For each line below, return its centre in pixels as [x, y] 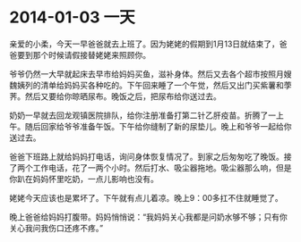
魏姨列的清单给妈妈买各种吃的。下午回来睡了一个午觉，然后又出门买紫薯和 [146, 85]
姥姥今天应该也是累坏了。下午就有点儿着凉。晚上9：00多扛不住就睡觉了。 [146, 197]
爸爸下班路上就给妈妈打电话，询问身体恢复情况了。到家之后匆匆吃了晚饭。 [146, 156]
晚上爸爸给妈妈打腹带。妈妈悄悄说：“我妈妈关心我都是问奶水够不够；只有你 [149, 217]
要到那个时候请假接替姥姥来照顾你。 [83, 54]
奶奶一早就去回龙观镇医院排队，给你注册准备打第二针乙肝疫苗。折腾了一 [142, 115]
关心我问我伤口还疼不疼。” [56, 228]
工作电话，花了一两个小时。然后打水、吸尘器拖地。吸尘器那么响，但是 [162, 167]
